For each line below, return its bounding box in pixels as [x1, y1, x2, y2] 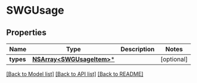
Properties [6, 27, 47, 38]
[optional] [160, 55, 188, 63]
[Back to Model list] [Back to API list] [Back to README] [6, 70, 144, 78]
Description [120, 45, 154, 53]
